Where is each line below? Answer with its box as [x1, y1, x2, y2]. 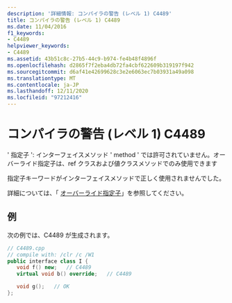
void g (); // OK [16, 283, 70, 290]
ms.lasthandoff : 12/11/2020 [7, 88, 89, 95]
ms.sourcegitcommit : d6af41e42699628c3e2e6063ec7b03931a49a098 [7, 68, 194, 75]
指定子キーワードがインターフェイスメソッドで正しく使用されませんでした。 [7, 174, 226, 182]
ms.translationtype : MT [7, 74, 76, 82]
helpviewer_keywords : [7, 42, 70, 49]
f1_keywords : [7, 29, 45, 37]
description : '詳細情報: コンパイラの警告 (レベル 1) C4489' [7, 10, 172, 17]
